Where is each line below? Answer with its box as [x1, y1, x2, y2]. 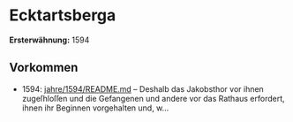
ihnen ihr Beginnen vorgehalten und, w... [21, 103, 169, 113]
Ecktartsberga [9, 5, 116, 26]
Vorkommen [9, 60, 79, 75]
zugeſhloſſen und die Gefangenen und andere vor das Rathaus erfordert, [21, 93, 285, 103]
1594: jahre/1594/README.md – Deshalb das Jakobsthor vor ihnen [21, 83, 265, 94]
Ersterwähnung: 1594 [9, 34, 90, 45]
